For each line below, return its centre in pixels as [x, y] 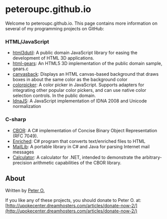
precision [22, 162]
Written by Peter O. [25, 191]
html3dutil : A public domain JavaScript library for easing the [75, 53]
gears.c [20, 69]
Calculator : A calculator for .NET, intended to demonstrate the [77, 157]
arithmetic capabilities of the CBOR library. [77, 162]
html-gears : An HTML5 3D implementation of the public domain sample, [87, 64]
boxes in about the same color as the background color [70, 80]
